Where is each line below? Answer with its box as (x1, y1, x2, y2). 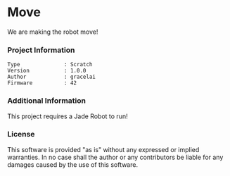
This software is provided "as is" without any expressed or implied (7, 145, 200, 153)
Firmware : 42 (7, 80, 77, 87)
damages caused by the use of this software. (7, 160, 139, 169)
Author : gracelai (7, 73, 96, 81)
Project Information (7, 45, 75, 55)
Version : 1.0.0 (7, 68, 87, 75)
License (7, 130, 35, 139)
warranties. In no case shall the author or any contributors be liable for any (7, 153, 224, 161)
